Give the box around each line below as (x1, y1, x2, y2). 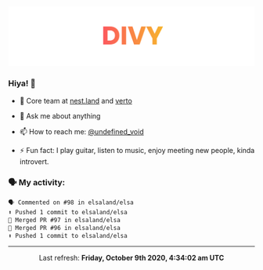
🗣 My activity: (8, 177, 66, 188)
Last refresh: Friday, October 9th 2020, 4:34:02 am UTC (38, 254, 225, 263)
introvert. (19, 156, 49, 166)
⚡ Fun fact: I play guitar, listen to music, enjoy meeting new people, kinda (19, 145, 255, 155)
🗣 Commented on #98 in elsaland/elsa (8, 199, 135, 206)
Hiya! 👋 (8, 78, 36, 89)
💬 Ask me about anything (19, 111, 101, 120)
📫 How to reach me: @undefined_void (19, 126, 144, 136)
